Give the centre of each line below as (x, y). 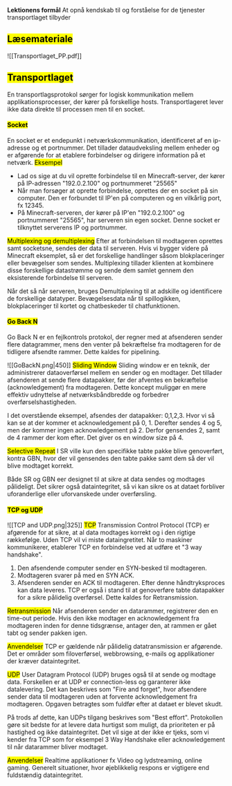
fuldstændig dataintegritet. (45, 775)
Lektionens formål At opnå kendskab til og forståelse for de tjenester (106, 10)
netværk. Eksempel (35, 162)
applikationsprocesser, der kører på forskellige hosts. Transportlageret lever (115, 102)
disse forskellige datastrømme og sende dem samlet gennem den (100, 270)
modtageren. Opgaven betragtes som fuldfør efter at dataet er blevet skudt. (115, 704)
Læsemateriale (40, 39)
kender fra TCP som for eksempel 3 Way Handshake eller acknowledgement (116, 740)
